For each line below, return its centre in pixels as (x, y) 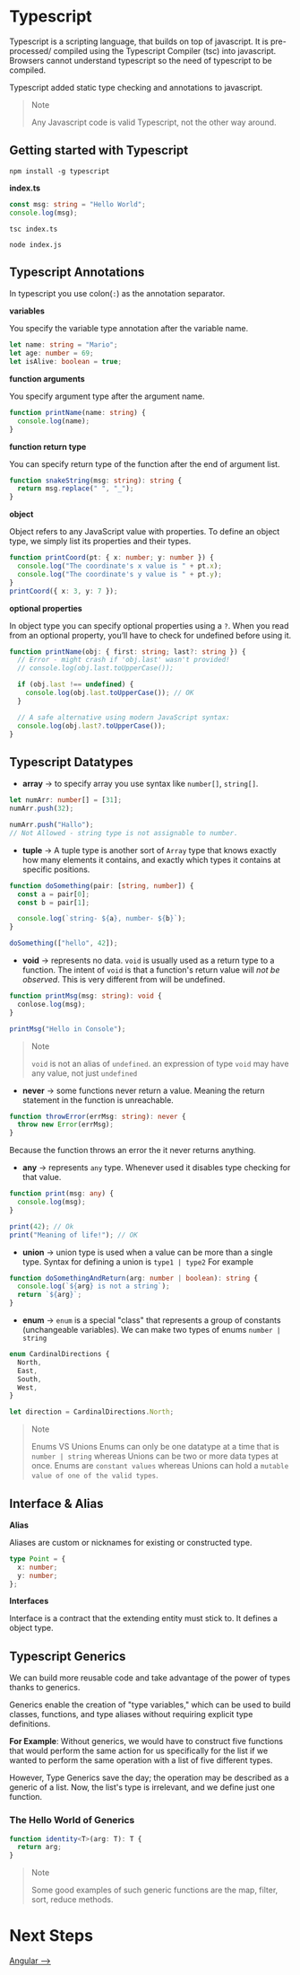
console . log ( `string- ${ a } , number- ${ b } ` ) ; (102, 919)
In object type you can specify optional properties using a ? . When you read (149, 625)
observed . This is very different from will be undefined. (124, 979)
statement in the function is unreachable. (98, 1100)
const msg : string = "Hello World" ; (77, 204)
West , (28, 1388)
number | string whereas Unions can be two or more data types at (155, 1456)
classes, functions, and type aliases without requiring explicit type (131, 1715)
